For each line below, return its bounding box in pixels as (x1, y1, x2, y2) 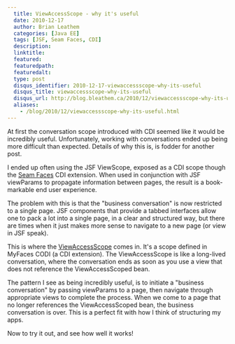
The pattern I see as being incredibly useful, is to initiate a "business (7, 278, 204, 287)
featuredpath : (13, 62, 55, 69)
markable (7, 185, 35, 193)
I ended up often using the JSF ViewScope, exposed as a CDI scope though (7, 163, 226, 172)
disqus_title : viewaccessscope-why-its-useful (13, 88, 152, 95)
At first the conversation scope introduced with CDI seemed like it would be (7, 127, 225, 135)
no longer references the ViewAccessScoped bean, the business (7, 301, 194, 309)
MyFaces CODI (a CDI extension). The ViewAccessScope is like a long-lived (7, 249, 226, 258)
